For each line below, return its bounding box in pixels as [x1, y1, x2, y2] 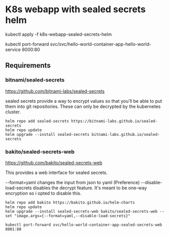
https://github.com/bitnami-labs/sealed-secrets [5, 88, 105, 94]
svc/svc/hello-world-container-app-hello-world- [50, 41, 151, 47]
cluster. [5, 108, 21, 115]
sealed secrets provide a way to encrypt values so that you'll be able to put [5, 98, 162, 104]
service [5, 46, 21, 52]
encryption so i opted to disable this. [5, 190, 82, 196]
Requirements [5, 61, 51, 70]
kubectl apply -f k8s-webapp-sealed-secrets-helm [5, 31, 112, 37]
